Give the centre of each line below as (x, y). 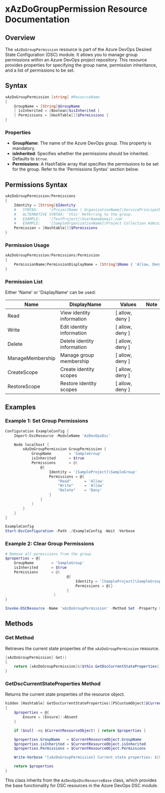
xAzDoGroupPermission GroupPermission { (65, 449)
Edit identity (74, 327)
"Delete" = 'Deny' (80, 490)
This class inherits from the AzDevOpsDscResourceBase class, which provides (81, 780)
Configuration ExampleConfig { (37, 431)
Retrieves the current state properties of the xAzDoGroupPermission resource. (82, 648)
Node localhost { (32, 445)
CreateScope (23, 372)
